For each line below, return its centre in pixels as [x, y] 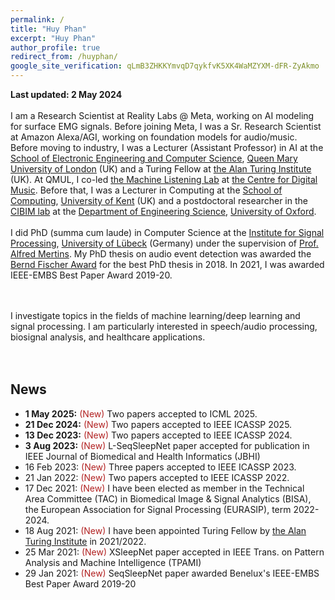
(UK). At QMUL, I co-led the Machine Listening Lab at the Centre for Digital [164, 179]
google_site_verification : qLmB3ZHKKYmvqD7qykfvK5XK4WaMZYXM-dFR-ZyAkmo [165, 66]
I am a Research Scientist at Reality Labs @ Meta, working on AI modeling [162, 115]
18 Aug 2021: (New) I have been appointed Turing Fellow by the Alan [165, 530]
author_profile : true [55, 47]
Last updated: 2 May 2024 [66, 94]
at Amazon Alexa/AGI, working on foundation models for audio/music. [154, 137]
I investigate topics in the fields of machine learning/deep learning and [155, 315]
